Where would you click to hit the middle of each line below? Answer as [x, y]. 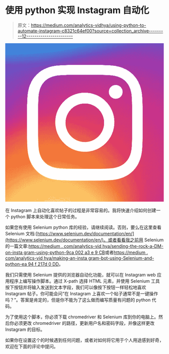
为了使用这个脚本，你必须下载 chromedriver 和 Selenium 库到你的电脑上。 [82, 317]
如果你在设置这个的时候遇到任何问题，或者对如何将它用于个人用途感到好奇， [84, 340]
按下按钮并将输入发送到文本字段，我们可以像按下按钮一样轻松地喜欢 [76, 287]
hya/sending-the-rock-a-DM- [133, 246]
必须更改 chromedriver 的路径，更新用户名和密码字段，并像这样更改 [84, 323]
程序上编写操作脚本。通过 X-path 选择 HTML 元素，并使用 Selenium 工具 [84, 281]
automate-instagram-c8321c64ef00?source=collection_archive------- [90, 31]
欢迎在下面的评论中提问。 [32, 346]
